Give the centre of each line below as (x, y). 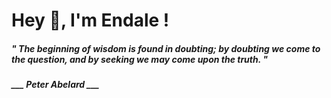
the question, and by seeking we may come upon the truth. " (140, 59)
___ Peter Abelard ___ (55, 85)
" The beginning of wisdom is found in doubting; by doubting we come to (166, 48)
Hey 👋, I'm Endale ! (90, 20)
